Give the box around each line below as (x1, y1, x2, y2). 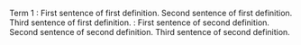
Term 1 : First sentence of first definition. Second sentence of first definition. (9, 8, 293, 18)
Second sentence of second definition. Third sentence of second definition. (9, 27, 290, 37)
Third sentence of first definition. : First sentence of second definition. (9, 17, 270, 28)
